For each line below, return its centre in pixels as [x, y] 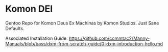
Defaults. [15, 28]
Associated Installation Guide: [37, 38]
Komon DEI [29, 9]
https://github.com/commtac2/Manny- [109, 38]
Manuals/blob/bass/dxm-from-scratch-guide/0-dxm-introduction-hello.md [84, 43]
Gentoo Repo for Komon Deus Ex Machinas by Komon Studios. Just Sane [82, 23]
